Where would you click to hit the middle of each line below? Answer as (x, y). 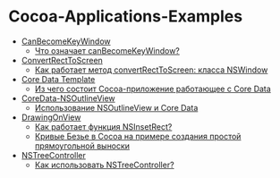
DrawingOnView (51, 117)
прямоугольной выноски (82, 146)
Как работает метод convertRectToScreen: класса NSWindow (151, 70)
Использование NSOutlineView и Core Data (116, 107)
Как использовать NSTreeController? (105, 165)
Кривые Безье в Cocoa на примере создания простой (138, 136)
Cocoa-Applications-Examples (126, 17)
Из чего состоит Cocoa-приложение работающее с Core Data (153, 89)
